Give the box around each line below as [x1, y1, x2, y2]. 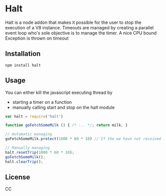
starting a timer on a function [12, 99, 72, 105]
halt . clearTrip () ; [5, 159, 43, 164]
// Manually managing [5, 145, 50, 150]
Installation [5, 50, 41, 58]
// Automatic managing [5, 132, 52, 137]
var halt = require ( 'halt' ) [5, 114, 64, 119]
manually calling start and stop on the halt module [12, 104, 115, 110]
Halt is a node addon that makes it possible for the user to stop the [5, 19, 142, 25]
